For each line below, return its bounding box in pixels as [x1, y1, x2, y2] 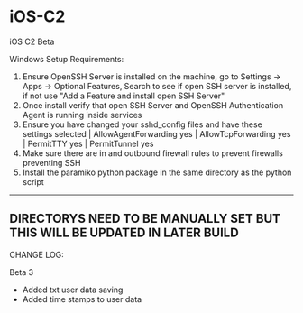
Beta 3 [9, 266, 34, 277]
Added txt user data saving [22, 284, 124, 295]
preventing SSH [22, 157, 81, 168]
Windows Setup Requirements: [9, 53, 124, 64]
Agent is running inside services [22, 109, 142, 120]
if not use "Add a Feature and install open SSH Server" [22, 90, 225, 101]
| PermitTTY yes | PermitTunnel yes [22, 138, 154, 149]
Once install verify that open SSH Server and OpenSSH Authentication [22, 99, 284, 110]
